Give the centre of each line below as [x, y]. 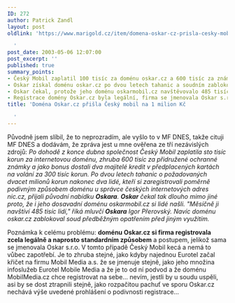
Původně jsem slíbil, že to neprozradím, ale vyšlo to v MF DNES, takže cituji [115, 136]
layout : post [26, 27]
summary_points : [31, 72]
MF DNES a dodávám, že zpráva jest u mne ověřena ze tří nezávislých [108, 144]
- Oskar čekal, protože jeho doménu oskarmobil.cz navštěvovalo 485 [109, 92]
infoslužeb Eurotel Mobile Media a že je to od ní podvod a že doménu [107, 269]
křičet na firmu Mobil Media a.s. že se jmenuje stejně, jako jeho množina [111, 262]
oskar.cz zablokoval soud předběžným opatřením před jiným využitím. [108, 218]
